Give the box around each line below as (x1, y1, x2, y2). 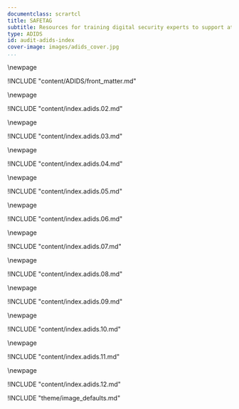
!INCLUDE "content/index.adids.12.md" (7, 380, 121, 388)
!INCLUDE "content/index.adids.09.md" (7, 297, 123, 306)
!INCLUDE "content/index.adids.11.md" (7, 353, 119, 361)
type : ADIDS (7, 30, 43, 38)
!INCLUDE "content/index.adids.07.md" (7, 243, 122, 250)
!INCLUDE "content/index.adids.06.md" (7, 215, 123, 223)
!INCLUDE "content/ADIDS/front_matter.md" (7, 77, 137, 85)
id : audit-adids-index (7, 37, 75, 44)
